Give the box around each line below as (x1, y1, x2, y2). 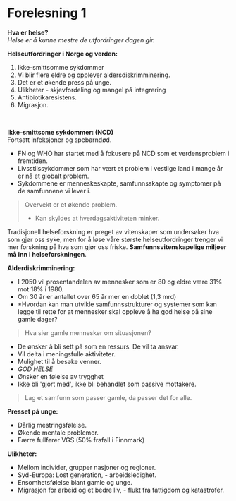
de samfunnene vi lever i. (17, 186, 92, 195)
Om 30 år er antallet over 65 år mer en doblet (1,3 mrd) (17, 292, 177, 301)
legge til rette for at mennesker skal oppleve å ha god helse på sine (17, 307, 213, 315)
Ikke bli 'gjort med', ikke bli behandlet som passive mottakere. (17, 380, 197, 388)
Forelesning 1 (7, 5, 87, 21)
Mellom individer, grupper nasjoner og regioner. (17, 463, 156, 471)
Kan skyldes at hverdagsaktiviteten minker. (35, 214, 160, 222)
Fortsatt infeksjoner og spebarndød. (7, 135, 112, 144)
